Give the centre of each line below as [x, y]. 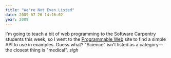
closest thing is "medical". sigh [46, 50]
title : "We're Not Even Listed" [40, 10]
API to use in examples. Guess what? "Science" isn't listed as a [72, 45]
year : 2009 [17, 19]
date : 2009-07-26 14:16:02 [34, 15]
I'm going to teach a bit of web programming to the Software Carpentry [81, 34]
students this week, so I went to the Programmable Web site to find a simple [85, 39]
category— [151, 45]
